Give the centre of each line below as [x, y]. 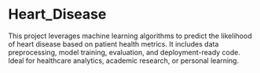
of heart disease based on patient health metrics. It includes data [114, 43]
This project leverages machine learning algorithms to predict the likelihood [130, 36]
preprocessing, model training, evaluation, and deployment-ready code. [125, 52]
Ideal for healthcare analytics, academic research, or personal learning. [124, 61]
